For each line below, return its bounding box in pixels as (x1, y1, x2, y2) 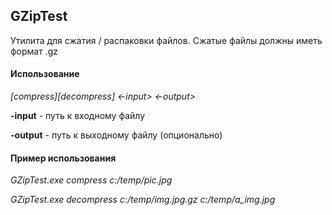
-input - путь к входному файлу (10, 110, 146, 122)
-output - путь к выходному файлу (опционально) (10, 129, 223, 141)
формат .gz (10, 45, 59, 57)
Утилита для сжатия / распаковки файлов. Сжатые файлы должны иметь (10, 34, 323, 46)
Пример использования (10, 152, 117, 164)
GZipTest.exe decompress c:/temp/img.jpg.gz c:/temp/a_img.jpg (10, 194, 276, 206)
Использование (10, 68, 80, 80)
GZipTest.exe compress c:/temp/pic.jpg (10, 174, 173, 186)
